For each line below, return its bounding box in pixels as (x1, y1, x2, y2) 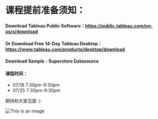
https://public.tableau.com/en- (85, 22, 153, 28)
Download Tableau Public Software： (5, 22, 85, 28)
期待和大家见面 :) (5, 98, 41, 104)
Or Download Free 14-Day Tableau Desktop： (5, 41, 103, 47)
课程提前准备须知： (5, 5, 86, 16)
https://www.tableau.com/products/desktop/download (5, 46, 125, 52)
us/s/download (5, 28, 38, 35)
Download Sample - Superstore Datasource (5, 58, 99, 64)
